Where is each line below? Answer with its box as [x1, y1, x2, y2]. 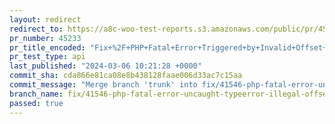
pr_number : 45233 [9, 33, 82, 43]
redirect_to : [9, 24, 64, 34]
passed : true [9, 98, 64, 108]
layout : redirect [9, 14, 82, 25]
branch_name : [9, 89, 64, 99]
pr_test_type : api [9, 52, 86, 62]
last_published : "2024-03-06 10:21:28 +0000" [9, 61, 202, 71]
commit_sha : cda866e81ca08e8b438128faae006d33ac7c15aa [9, 71, 243, 81]
